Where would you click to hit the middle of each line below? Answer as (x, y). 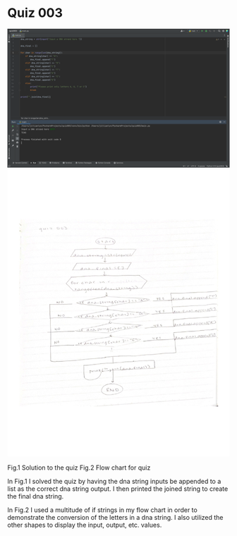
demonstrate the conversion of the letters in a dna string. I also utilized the (115, 518)
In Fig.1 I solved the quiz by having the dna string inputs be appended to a (114, 482)
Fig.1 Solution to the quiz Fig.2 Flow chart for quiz (79, 468)
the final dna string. (36, 497)
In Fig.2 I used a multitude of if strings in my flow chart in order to (102, 510)
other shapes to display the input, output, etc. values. (85, 525)
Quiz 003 (35, 13)
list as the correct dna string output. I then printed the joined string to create (118, 489)
